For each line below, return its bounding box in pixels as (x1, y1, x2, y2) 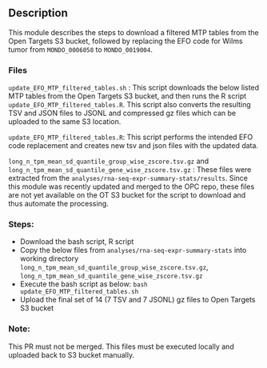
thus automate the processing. (8, 199, 110, 209)
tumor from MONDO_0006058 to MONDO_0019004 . (8, 44, 153, 54)
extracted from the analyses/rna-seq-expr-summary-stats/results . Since (8, 174, 248, 183)
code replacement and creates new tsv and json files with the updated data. (8, 141, 258, 150)
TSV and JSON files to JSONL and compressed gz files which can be (8, 108, 237, 118)
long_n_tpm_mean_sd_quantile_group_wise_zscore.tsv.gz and (8, 156, 209, 166)
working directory (19, 254, 79, 263)
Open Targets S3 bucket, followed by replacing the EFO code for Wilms (8, 36, 243, 46)
